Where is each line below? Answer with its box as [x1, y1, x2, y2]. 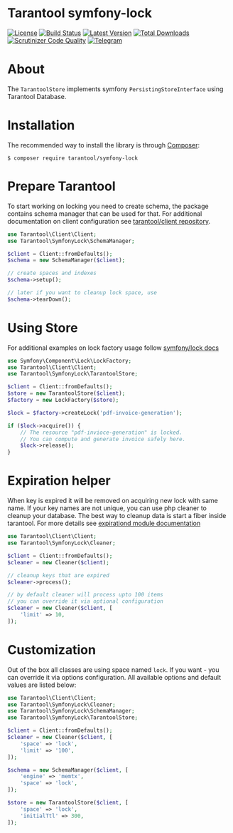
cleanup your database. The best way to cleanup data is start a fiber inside [7, 512, 227, 520]
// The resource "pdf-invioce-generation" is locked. [20, 429, 183, 436]
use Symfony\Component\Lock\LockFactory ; [7, 357, 132, 364]
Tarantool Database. [7, 92, 67, 100]
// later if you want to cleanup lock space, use [7, 289, 158, 296]
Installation [7, 118, 75, 133]
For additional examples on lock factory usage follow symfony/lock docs [7, 343, 219, 352]
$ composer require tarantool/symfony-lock [7, 155, 139, 162]
